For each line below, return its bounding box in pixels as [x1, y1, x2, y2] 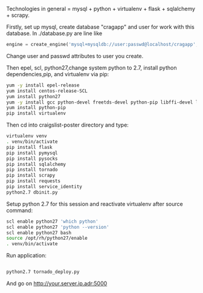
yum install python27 [6, 93, 61, 99]
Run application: [6, 252, 47, 259]
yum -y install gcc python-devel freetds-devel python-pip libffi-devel [6, 99, 193, 105]
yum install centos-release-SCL [6, 88, 88, 94]
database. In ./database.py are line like [6, 30, 103, 37]
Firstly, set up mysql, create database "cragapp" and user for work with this [6, 24, 195, 30]
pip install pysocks [6, 156, 59, 162]
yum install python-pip [6, 105, 66, 111]
